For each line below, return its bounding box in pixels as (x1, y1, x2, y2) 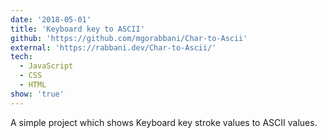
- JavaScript (19, 61, 74, 71)
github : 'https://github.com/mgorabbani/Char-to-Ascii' (10, 33, 248, 43)
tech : (10, 52, 33, 62)
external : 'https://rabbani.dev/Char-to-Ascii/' (10, 42, 217, 53)
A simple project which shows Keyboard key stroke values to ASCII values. (10, 116, 318, 128)
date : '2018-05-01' (10, 14, 92, 25)
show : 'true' (10, 89, 65, 99)
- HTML (19, 80, 47, 90)
